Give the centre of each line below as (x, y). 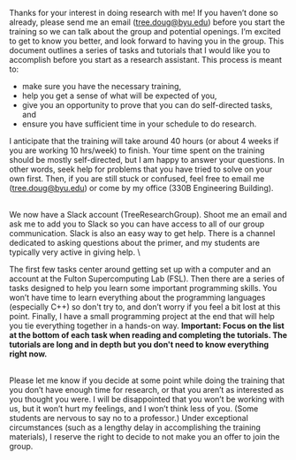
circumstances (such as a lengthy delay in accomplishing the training (135, 427)
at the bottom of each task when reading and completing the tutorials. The (148, 335)
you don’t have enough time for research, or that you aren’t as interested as (147, 390)
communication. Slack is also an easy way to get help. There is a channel (142, 233)
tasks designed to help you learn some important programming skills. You (143, 288)
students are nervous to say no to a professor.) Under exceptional (129, 418)
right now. (28, 354)
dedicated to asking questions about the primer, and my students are (135, 243)
